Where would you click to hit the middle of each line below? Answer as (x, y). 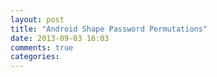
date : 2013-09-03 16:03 (60, 38)
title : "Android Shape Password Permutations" (109, 29)
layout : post (37, 19)
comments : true (42, 47)
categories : (35, 57)
